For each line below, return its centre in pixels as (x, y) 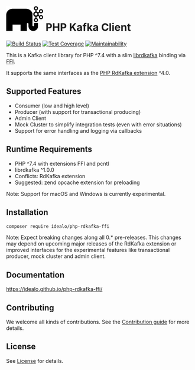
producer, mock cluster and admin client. (56, 256)
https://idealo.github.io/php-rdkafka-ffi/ (54, 289)
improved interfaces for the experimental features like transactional (88, 250)
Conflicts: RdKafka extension (50, 176)
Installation (27, 212)
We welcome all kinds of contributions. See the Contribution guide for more (98, 322)
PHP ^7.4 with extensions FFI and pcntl (62, 163)
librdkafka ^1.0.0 (34, 170)
